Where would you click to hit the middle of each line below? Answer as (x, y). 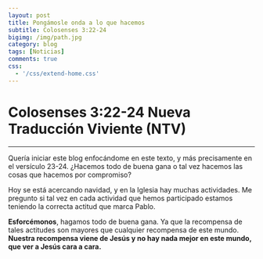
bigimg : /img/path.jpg (45, 37)
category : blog (33, 45)
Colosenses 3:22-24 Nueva (99, 112)
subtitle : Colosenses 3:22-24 (58, 30)
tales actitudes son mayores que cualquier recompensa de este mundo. (124, 230)
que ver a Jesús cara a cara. (55, 246)
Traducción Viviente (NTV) (97, 129)
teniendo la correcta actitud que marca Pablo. (82, 206)
